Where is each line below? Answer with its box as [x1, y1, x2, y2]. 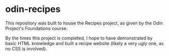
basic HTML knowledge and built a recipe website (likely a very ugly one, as [5, 40, 164, 46]
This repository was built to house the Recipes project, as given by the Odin [5, 20, 163, 26]
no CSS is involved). [5, 45, 47, 51]
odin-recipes [5, 3, 61, 15]
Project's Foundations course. [5, 25, 68, 31]
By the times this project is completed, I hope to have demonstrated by [5, 35, 153, 41]
